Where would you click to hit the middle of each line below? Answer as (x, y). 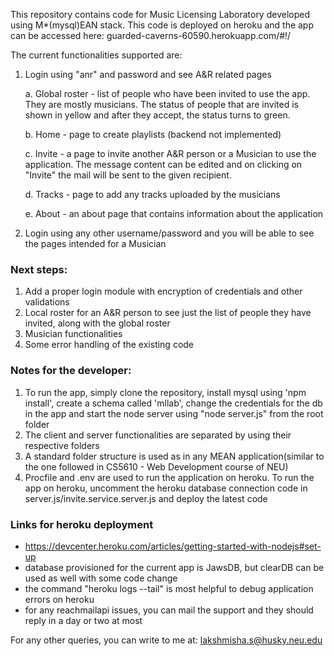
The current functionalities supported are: (96, 55)
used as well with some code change (101, 578)
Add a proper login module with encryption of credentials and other (163, 291)
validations (47, 302)
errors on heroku (59, 599)
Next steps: (39, 269)
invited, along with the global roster (97, 323)
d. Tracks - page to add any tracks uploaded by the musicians (152, 194)
